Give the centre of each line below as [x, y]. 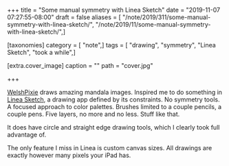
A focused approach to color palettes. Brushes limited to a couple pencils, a [115, 107]
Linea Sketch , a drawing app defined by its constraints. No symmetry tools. [113, 99]
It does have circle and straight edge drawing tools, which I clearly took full [113, 127]
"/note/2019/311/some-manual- [167, 17]
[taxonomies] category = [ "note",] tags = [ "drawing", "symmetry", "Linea [112, 45]
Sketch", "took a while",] [41, 52]
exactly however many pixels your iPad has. [69, 155]
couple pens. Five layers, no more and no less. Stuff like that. [94, 114]
